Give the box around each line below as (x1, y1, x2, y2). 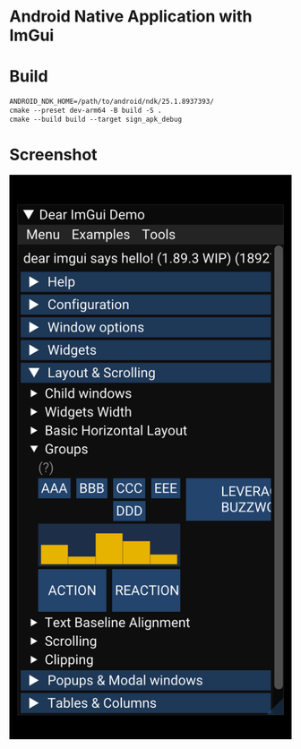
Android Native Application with (9, 6, 253, 27)
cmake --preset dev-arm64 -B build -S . (9, 106, 163, 116)
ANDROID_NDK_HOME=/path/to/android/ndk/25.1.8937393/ (9, 97, 215, 107)
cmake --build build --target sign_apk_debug (9, 115, 182, 125)
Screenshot (9, 145, 98, 165)
